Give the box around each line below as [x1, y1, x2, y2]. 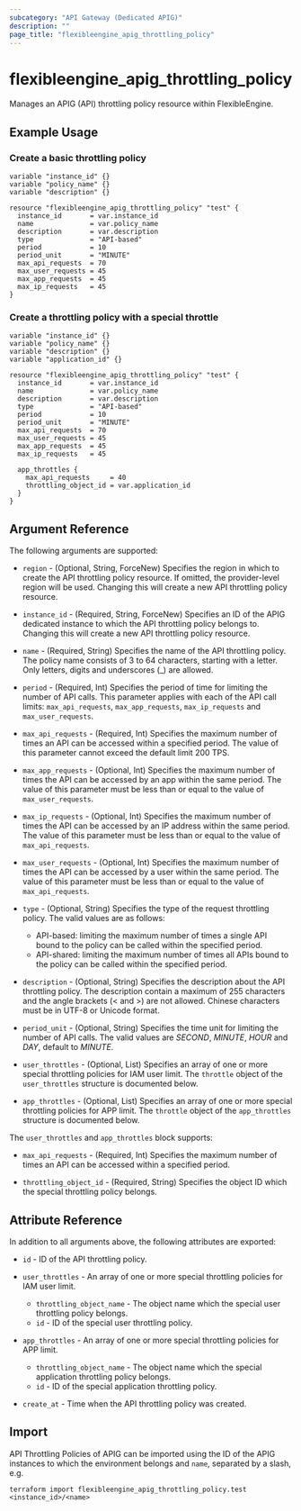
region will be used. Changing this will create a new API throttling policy [22, 582, 288, 593]
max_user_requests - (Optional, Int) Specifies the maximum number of [22, 857, 280, 868]
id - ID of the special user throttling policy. [35, 1316, 193, 1328]
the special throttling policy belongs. [22, 1186, 157, 1198]
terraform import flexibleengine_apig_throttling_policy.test [9, 1485, 247, 1494]
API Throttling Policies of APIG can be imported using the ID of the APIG [9, 1448, 276, 1459]
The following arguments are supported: [9, 546, 159, 556]
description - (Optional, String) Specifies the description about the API [22, 976, 286, 987]
